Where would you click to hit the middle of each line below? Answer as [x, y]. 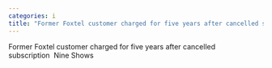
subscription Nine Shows [51, 55]
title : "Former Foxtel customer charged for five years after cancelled [134, 23]
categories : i [32, 16]
